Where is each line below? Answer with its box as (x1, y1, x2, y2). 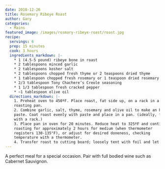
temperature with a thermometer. (14, 135, 82, 140)
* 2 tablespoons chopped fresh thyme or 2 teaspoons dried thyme (14, 71, 151, 76)
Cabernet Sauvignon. (5, 158, 48, 164)
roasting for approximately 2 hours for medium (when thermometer (14, 126, 153, 131)
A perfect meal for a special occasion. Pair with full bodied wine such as (5, 153, 151, 159)
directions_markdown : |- (9, 94, 60, 99)
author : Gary (5, 16, 32, 21)
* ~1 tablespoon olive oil (14, 89, 69, 94)
